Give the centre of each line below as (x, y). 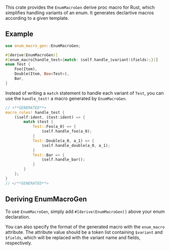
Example (19, 34)
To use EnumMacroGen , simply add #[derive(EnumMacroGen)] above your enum (85, 211)
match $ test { (38, 122)
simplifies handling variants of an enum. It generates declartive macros (80, 13)
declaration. (18, 217)
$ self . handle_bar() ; (63, 160)
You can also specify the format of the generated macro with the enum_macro (85, 227)
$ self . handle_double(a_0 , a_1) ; (76, 145)
